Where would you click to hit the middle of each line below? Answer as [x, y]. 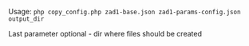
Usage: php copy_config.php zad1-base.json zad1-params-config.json [125, 11]
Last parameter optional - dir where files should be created [105, 34]
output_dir [26, 19]
